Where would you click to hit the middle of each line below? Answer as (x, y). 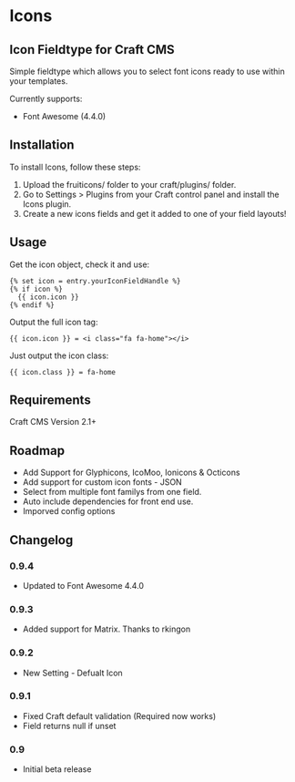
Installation (42, 145)
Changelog (41, 540)
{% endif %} (32, 305)
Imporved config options (69, 511)
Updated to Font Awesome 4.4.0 (83, 585)
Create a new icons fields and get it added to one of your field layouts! (154, 213)
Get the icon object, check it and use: (80, 264)
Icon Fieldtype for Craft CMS (92, 50)
